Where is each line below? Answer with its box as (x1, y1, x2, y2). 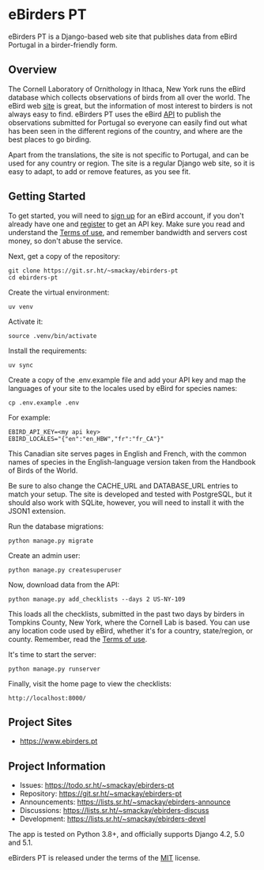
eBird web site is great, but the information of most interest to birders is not (8, 101, 253, 110)
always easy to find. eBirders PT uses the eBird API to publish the (8, 109, 221, 119)
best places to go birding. (8, 135, 92, 144)
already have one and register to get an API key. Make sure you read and (8, 219, 245, 229)
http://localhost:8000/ (8, 694, 87, 702)
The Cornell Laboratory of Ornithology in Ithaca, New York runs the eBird (8, 84, 246, 93)
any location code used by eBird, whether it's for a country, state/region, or (8, 625, 253, 635)
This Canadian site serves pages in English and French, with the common (8, 449, 247, 458)
